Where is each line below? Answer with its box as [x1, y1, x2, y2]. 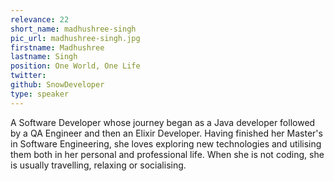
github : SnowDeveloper [10, 80, 105, 90]
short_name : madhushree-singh [10, 24, 137, 34]
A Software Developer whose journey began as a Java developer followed [10, 116, 316, 128]
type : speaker [10, 89, 70, 99]
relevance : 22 [10, 14, 70, 25]
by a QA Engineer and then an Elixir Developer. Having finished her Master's [10, 127, 323, 139]
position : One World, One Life [10, 61, 141, 71]
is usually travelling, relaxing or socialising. [10, 159, 187, 171]
